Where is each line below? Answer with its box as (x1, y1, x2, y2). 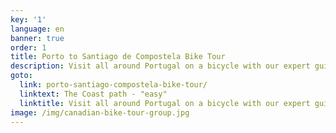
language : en (10, 24, 65, 34)
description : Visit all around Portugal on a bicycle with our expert (10, 61, 311, 71)
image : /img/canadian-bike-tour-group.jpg (10, 107, 190, 118)
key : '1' (10, 14, 47, 25)
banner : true (10, 33, 65, 43)
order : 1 (10, 42, 47, 53)
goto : (10, 71, 33, 81)
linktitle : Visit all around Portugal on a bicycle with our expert (19, 98, 311, 108)
